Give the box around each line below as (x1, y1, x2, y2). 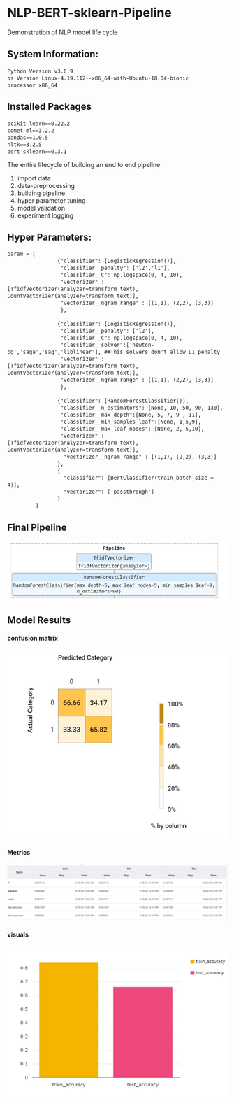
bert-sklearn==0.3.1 (7, 148, 68, 155)
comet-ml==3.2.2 (7, 127, 54, 134)
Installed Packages (7, 101, 92, 113)
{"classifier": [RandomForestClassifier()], (57, 397, 189, 405)
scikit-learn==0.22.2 (7, 120, 71, 127)
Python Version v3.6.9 (7, 68, 73, 75)
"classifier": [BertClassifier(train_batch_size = (63, 474, 214, 482)
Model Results (7, 614, 71, 627)
